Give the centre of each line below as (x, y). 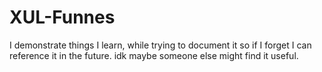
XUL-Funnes (62, 17)
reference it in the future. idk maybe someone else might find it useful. (154, 55)
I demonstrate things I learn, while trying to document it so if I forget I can (160, 45)
